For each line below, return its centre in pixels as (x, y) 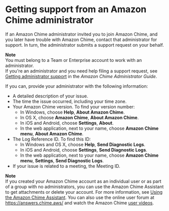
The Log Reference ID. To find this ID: (52, 139)
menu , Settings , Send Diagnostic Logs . (62, 160)
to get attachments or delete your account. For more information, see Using (84, 192)
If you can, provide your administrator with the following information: (77, 86)
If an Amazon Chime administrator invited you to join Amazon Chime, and (81, 34)
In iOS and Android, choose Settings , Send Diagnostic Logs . (84, 150)
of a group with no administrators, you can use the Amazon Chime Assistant (85, 187)
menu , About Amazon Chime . (52, 133)
